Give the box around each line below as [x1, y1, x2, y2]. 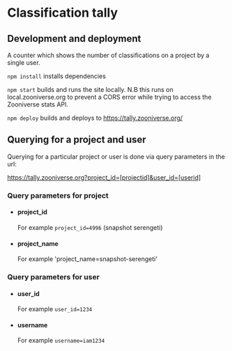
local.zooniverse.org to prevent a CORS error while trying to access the [7, 93, 212, 101]
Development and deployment [7, 33, 141, 45]
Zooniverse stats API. [7, 100, 68, 109]
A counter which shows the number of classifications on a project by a [7, 51, 210, 59]
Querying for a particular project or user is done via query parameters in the [7, 152, 225, 161]
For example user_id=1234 [17, 305, 93, 313]
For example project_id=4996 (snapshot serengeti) [17, 223, 163, 231]
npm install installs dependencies [7, 72, 107, 80]
